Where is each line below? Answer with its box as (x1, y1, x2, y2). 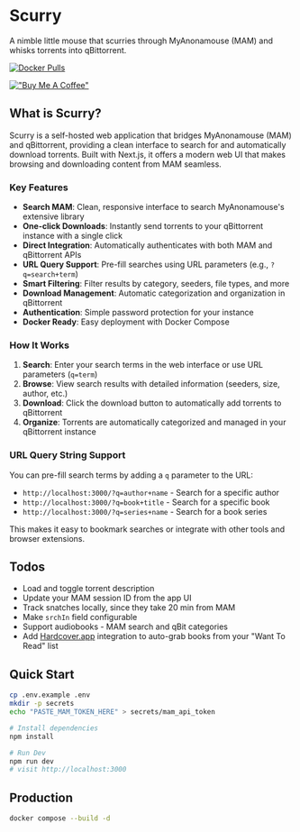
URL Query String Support (9, 449, 126, 462)
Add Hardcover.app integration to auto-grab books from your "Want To (22, 631, 286, 642)
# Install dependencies (9, 723, 99, 733)
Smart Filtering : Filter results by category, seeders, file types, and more (22, 279, 290, 289)
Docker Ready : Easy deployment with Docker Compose (22, 316, 230, 327)
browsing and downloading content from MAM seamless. (9, 159, 223, 169)
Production (9, 790, 74, 805)
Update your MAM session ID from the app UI (22, 592, 192, 604)
